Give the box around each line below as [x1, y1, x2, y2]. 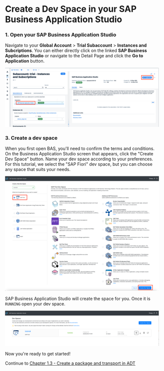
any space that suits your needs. [5, 167, 71, 173]
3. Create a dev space [5, 134, 58, 141]
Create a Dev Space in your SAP [5, 3, 137, 15]
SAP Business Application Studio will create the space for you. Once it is [5, 296, 150, 301]
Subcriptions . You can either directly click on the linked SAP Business [5, 48, 147, 53]
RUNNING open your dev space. [5, 300, 66, 307]
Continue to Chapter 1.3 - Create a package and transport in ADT [5, 360, 136, 366]
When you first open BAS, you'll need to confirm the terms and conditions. [5, 146, 155, 151]
